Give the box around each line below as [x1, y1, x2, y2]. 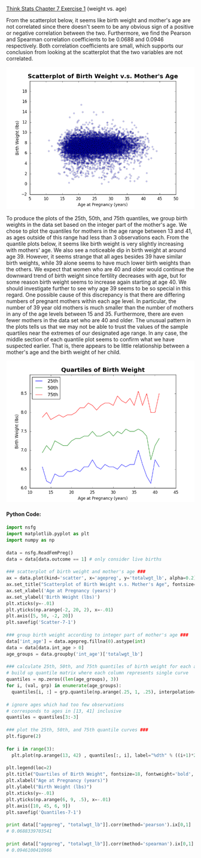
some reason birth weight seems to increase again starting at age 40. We [6, 278, 187, 286]
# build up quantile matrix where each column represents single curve [6, 670, 188, 676]
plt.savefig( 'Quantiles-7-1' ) [6, 809, 82, 815]
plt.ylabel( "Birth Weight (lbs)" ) [6, 784, 93, 790]
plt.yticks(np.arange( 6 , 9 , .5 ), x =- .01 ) [6, 796, 111, 803]
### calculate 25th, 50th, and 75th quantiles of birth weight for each [6, 664, 191, 670]
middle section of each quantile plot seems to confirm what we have [6, 336, 175, 343]
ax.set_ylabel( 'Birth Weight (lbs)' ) [6, 594, 100, 600]
